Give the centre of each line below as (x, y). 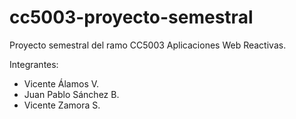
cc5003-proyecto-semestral (131, 17)
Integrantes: (34, 64)
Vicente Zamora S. (62, 105)
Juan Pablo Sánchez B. (71, 94)
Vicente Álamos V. (61, 83)
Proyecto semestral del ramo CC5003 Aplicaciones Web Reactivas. (148, 45)
